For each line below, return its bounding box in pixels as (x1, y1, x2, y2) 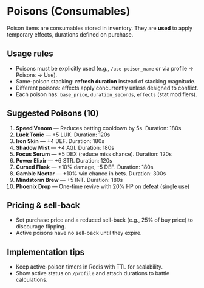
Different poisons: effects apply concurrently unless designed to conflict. (15, 84, 199, 91)
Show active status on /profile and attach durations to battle (15, 270, 169, 277)
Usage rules (7, 49, 53, 59)
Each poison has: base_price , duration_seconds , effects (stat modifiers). (15, 90, 197, 98)
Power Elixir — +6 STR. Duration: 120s (15, 156, 113, 164)
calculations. (15, 276, 48, 284)
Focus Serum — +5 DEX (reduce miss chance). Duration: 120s (15, 150, 172, 158)
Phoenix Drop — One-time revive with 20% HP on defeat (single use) (15, 183, 190, 190)
